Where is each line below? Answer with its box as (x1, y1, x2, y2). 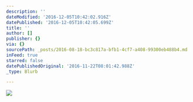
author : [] (6, 30, 33, 36)
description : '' (6, 8, 46, 15)
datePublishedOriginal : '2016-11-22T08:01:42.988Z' (6, 63, 135, 69)
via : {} (6, 42, 25, 47)
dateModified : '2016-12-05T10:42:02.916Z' (6, 14, 111, 20)
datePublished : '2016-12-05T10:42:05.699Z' (6, 19, 114, 25)
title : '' (6, 25, 31, 31)
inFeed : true (6, 52, 38, 58)
